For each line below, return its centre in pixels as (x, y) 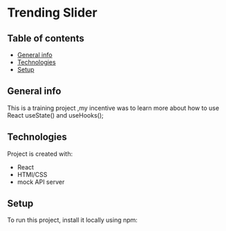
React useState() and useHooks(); (55, 115)
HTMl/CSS (32, 174)
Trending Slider (53, 13)
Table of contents (46, 38)
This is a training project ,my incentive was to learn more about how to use (113, 108)
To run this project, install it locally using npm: (73, 220)
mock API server (41, 182)
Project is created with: (40, 154)
